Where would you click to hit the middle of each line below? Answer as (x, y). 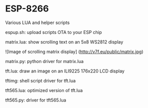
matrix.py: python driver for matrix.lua (45, 61)
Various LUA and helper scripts (38, 22)
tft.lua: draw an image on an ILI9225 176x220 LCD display (65, 71)
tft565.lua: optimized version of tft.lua (44, 90)
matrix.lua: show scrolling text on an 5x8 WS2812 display (64, 42)
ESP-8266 (27, 9)
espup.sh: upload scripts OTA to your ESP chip (54, 32)
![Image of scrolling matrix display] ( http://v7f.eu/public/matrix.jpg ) (74, 51)
